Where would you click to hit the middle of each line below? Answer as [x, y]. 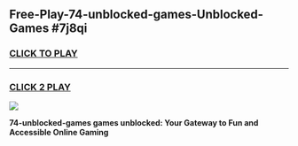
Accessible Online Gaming [59, 132]
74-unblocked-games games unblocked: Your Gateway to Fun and [134, 122]
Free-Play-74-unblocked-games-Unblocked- [137, 15]
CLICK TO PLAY [43, 54]
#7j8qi [70, 29]
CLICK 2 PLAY [40, 87]
